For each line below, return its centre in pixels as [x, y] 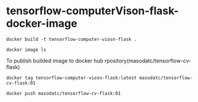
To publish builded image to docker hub [55, 60]
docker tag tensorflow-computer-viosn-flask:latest [71, 78]
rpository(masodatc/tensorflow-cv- [148, 60]
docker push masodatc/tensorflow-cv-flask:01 [63, 93]
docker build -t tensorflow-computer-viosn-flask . [71, 39]
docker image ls [26, 50]
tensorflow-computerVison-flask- [92, 11]
